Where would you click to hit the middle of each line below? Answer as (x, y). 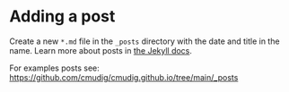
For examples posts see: (55, 68)
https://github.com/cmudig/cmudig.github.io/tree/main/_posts (124, 77)
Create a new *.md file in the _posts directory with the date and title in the (144, 41)
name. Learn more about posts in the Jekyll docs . (101, 50)
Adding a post (62, 17)
